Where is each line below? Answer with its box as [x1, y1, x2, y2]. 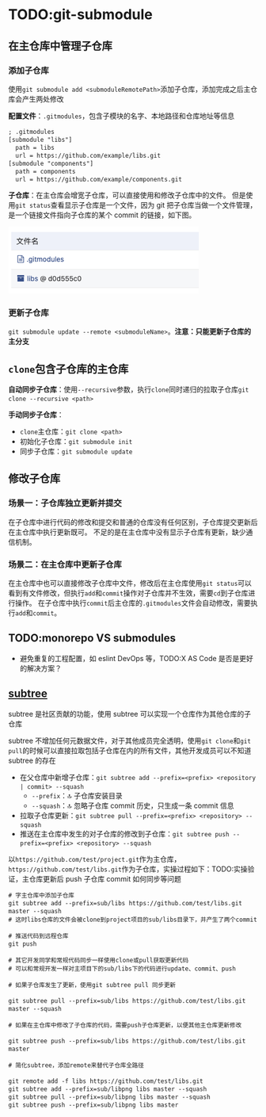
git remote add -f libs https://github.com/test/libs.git [8, 1077, 203, 1085]
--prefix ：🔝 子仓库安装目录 [31, 790, 123, 800]
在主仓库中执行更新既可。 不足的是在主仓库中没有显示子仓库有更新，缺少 [8, 527, 246, 537]
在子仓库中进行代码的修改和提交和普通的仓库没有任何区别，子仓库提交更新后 [8, 517, 258, 526]
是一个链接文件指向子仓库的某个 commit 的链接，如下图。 [8, 210, 196, 220]
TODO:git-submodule [8, 6, 153, 24]
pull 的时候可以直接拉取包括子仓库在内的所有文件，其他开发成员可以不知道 [8, 745, 252, 755]
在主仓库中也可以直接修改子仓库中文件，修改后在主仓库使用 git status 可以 [8, 578, 252, 587]
